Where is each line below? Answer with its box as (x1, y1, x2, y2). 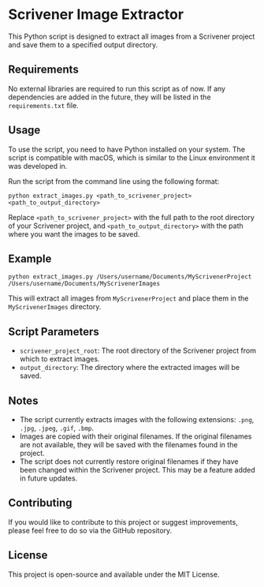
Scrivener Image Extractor (8, 6, 184, 24)
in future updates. (19, 473, 78, 483)
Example (8, 252, 52, 265)
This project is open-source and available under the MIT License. (8, 570, 220, 579)
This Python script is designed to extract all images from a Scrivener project (8, 32, 255, 41)
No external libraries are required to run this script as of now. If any (8, 84, 226, 93)
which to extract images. (19, 354, 100, 364)
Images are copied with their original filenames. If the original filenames (19, 432, 252, 441)
